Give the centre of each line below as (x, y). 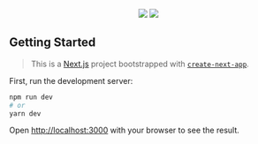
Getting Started (53, 43)
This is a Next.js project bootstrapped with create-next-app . (140, 64)
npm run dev (31, 97)
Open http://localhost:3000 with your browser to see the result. (125, 130)
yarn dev (25, 114)
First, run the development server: (71, 80)
